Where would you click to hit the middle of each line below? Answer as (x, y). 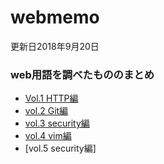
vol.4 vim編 (48, 136)
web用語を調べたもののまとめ (82, 74)
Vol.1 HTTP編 (51, 98)
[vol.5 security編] (60, 148)
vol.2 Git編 (46, 111)
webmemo (55, 17)
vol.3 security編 (57, 123)
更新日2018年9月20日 (55, 46)
